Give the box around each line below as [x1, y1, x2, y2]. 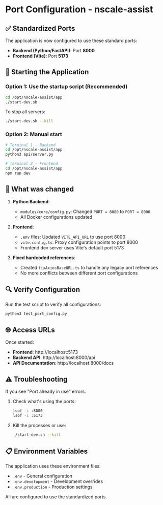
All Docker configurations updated [20, 214, 93, 220]
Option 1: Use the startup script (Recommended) [5, 83, 128, 90]
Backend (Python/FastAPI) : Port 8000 [12, 48, 95, 53]
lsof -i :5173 [12, 413, 43, 418]
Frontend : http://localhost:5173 [12, 349, 78, 355]
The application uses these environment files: [5, 463, 101, 469]
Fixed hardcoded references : [12, 255, 75, 261]
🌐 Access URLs [5, 325, 55, 334]
